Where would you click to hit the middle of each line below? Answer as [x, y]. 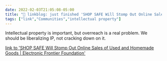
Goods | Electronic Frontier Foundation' [45, 53]
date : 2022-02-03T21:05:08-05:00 [40, 10]
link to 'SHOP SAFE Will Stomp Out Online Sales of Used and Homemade [80, 48]
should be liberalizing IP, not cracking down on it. [55, 38]
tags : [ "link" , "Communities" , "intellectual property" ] [63, 19]
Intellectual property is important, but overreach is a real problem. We [76, 33]
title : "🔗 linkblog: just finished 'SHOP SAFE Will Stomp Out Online [79, 14]
